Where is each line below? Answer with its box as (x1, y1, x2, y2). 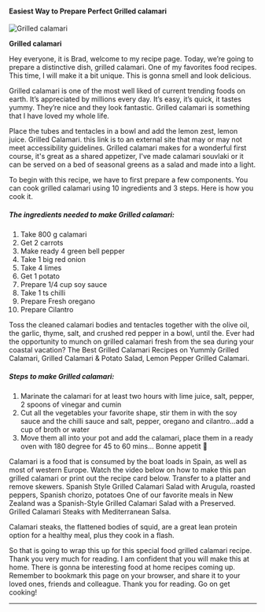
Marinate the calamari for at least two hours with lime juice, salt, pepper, (20, 392, 255, 401)
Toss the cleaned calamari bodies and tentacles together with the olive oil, (9, 320, 250, 330)
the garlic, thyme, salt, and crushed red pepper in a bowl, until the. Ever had (9, 329, 255, 338)
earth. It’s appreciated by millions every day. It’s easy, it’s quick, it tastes (9, 94, 242, 104)
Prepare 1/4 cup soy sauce (20, 280, 108, 289)
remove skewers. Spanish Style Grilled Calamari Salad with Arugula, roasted (9, 482, 256, 492)
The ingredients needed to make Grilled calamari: (9, 209, 175, 219)
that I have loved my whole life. (9, 111, 109, 121)
